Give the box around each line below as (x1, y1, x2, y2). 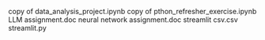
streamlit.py (8, 24, 47, 32)
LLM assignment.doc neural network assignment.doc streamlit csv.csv (8, 15, 239, 24)
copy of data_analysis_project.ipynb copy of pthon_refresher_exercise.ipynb (8, 7, 257, 16)
